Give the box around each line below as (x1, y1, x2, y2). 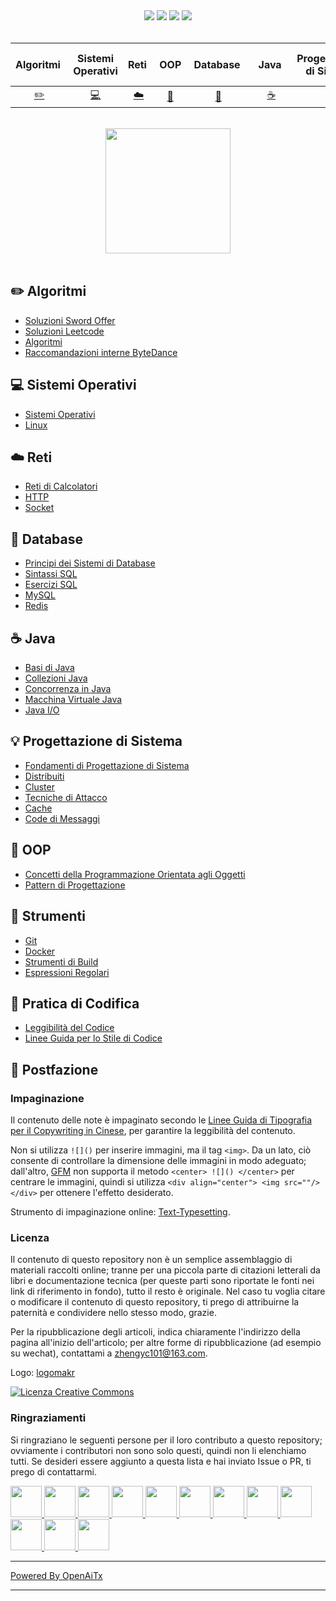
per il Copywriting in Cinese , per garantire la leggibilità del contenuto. (10, 1125, 296, 1136)
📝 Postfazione (10, 1061, 99, 1078)
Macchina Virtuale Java (24, 694, 123, 706)
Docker (24, 945, 56, 957)
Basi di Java (24, 662, 75, 674)
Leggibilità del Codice (24, 1022, 115, 1034)
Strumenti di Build (24, 955, 99, 968)
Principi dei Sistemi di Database (24, 557, 156, 569)
